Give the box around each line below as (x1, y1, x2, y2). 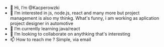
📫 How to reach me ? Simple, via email (10, 37, 91, 42)
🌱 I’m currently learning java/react (10, 26, 80, 32)
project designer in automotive (10, 20, 74, 26)
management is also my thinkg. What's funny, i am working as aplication (10, 15, 159, 21)
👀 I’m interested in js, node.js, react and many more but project (10, 10, 140, 16)
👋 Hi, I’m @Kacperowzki (10, 5, 60, 10)
